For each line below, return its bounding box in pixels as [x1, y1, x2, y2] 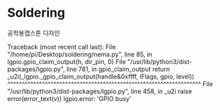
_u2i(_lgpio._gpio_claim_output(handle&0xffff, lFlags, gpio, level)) [7, 72, 195, 81]
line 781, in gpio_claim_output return [66, 65, 170, 73]
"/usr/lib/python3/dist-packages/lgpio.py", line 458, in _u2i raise [7, 87, 193, 95]
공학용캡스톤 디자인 [7, 29, 60, 37]
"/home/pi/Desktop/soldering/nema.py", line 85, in [7, 50, 153, 58]
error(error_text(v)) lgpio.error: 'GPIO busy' [7, 94, 132, 102]
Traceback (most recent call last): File [7, 42, 116, 51]
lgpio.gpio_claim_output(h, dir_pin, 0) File [7, 57, 126, 65]
